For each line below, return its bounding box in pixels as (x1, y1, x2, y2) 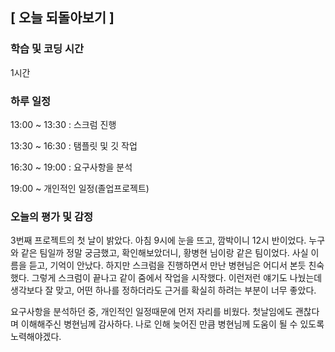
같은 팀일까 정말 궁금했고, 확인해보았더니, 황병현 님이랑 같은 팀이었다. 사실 (20, 247, 309, 259)
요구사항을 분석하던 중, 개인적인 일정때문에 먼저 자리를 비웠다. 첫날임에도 (10, 306, 293, 318)
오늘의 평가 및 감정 (10, 209, 94, 223)
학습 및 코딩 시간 (10, 42, 84, 56)
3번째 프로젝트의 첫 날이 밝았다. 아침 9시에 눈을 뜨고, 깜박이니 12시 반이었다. (10, 234, 307, 247)
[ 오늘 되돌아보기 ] (10, 9, 115, 27)
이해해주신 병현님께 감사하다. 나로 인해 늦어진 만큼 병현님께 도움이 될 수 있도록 (20, 318, 325, 330)
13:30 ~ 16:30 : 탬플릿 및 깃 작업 (10, 139, 138, 152)
